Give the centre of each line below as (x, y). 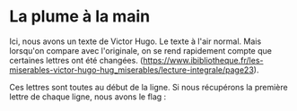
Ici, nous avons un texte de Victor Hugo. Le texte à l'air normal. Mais (135, 41)
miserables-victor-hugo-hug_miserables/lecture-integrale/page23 (131, 70)
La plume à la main (80, 17)
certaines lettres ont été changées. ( (76, 60)
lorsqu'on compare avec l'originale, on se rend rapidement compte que (140, 50)
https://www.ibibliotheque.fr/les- (203, 60)
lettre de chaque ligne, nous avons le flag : (88, 97)
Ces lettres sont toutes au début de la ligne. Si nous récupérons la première (149, 87)
